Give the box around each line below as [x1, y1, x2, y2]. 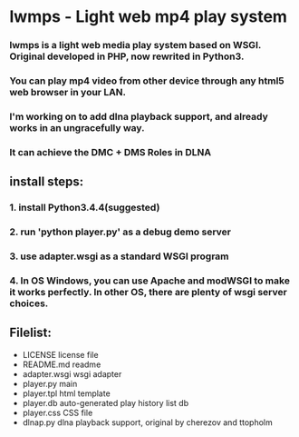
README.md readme [22, 359, 101, 370]
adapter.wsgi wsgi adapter [22, 368, 122, 379]
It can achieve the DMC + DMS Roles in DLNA [9, 145, 211, 158]
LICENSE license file [22, 349, 99, 360]
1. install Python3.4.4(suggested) [9, 202, 160, 214]
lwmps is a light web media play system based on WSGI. [9, 39, 261, 52]
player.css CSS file [22, 407, 93, 418]
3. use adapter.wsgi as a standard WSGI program [9, 250, 229, 263]
